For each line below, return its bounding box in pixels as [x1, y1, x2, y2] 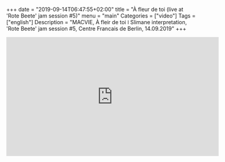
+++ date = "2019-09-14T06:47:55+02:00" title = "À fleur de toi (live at [6, 6, 184, 13]
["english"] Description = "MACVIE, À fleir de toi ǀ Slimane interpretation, [6, 19, 187, 25]
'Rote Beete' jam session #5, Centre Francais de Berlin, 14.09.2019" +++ [6, 25, 187, 32]
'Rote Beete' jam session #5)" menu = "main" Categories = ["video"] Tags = [6, 12, 196, 19]
